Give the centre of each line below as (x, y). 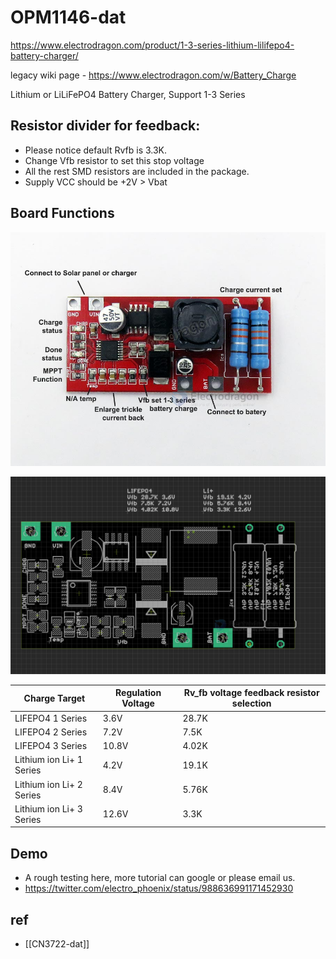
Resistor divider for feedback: (105, 126)
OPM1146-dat (68, 17)
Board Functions (62, 213)
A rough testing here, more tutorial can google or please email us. (160, 878)
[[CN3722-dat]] (57, 943)
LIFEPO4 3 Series (51, 746)
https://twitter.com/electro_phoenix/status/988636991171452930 (159, 888)
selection (251, 703)
